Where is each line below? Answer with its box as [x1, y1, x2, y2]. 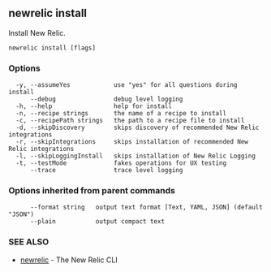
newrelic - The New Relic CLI [19, 255, 118, 265]
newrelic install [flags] [8, 44, 96, 52]
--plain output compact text [29, 218, 165, 226]
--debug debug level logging [29, 95, 183, 104]
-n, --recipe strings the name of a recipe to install [15, 110, 227, 118]
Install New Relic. [8, 28, 67, 37]
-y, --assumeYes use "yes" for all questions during [15, 81, 238, 89]
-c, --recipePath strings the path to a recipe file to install [15, 117, 245, 125]
